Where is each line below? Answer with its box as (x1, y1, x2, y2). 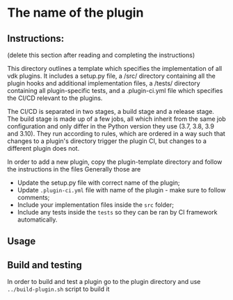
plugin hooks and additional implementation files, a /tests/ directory (7, 79, 200, 87)
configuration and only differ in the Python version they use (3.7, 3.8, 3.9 (7, 122, 214, 130)
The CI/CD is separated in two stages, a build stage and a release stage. (7, 108, 214, 115)
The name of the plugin (7, 5, 144, 21)
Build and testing (7, 259, 82, 271)
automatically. (17, 215, 58, 224)
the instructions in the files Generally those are (7, 165, 141, 173)
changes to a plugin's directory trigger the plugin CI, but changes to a (7, 137, 207, 145)
